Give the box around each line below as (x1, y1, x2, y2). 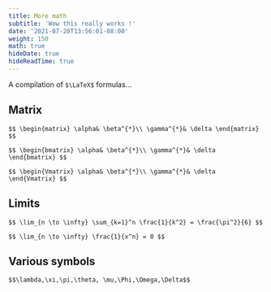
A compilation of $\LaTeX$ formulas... (8, 79, 132, 89)
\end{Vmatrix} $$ (8, 174, 67, 183)
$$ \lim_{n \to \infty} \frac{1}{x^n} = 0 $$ (8, 233, 165, 241)
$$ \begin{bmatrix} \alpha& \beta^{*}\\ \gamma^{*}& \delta (8, 146, 217, 155)
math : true (8, 42, 45, 50)
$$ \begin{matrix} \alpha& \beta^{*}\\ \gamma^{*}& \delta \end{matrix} (8, 124, 260, 133)
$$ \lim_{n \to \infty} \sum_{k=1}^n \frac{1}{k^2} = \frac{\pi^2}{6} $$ (8, 218, 264, 226)
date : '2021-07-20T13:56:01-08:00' (8, 27, 129, 35)
